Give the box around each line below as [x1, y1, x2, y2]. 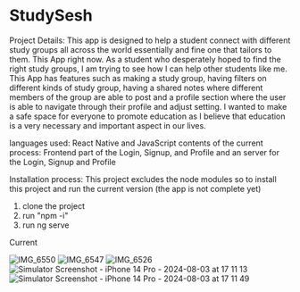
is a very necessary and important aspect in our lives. [9, 120, 207, 130]
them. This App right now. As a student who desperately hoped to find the [9, 54, 281, 64]
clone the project [21, 200, 86, 211]
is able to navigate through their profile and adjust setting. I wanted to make [9, 101, 287, 112]
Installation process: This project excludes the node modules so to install [9, 173, 277, 184]
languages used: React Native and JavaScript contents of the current [9, 138, 263, 148]
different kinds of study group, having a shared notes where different [9, 82, 263, 93]
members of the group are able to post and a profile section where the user [9, 91, 287, 103]
